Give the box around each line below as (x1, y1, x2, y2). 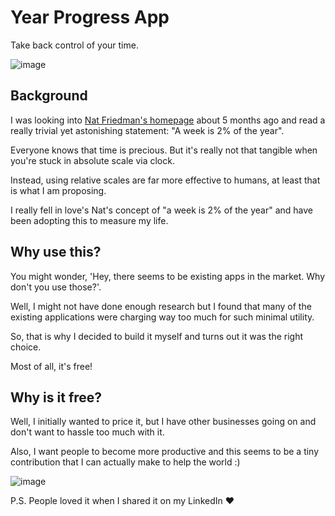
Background (10, 87, 88, 105)
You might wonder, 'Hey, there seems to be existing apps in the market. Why (10, 270, 326, 282)
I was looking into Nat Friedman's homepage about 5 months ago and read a (10, 114, 326, 126)
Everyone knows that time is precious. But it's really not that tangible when (10, 144, 318, 156)
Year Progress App (10, 6, 170, 29)
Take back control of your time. (10, 39, 139, 51)
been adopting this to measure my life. (10, 214, 169, 226)
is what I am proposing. (10, 184, 107, 196)
